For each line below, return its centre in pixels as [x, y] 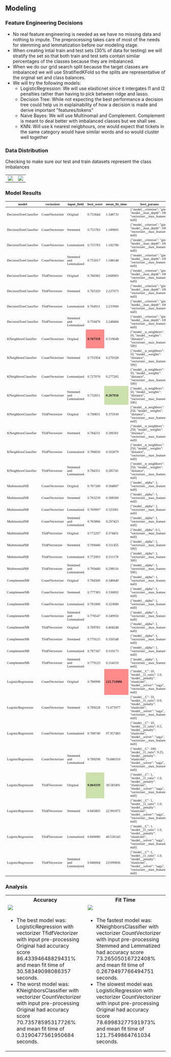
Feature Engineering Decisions [44, 23]
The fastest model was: [124, 920]
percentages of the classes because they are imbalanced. [74, 61]
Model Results [23, 193]
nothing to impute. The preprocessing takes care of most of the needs [86, 39]
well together [34, 137]
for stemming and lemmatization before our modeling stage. [76, 45]
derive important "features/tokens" [57, 110]
